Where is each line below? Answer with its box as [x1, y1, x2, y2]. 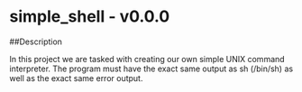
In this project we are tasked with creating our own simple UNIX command [9, 53, 286, 64]
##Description [9, 36, 63, 47]
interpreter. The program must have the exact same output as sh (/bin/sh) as [9, 63, 294, 74]
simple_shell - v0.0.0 [9, 6, 170, 27]
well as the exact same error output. [9, 72, 143, 83]
